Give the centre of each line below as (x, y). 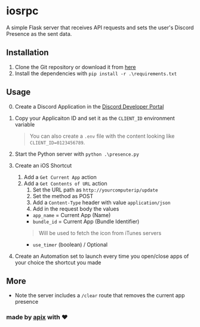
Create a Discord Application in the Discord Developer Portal (89, 106)
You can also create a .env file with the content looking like (102, 136)
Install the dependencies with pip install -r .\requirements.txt (96, 73)
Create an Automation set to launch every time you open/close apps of (102, 256)
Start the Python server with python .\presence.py (77, 154)
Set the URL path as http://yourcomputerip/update (95, 190)
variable (25, 124)
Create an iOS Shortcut (43, 165)
